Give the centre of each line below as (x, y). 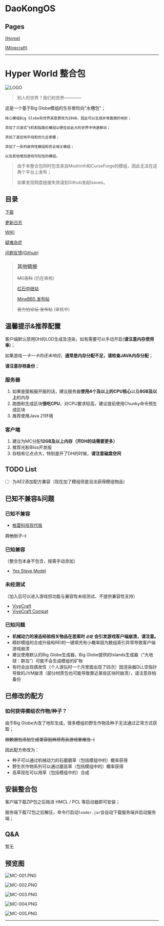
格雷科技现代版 (27, 525)
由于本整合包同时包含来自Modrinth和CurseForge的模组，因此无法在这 (87, 166)
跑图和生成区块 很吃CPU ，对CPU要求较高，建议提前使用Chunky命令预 (82, 404)
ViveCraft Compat (30, 611)
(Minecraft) (16, 48)
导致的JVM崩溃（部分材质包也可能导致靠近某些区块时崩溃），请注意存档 (84, 673)
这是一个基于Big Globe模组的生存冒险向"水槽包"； (55, 108)
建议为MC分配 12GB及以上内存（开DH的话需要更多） (65, 441)
